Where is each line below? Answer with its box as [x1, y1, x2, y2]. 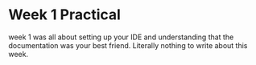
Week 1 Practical [8, 6, 121, 24]
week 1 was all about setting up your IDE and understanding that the [8, 32, 234, 42]
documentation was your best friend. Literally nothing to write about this [8, 40, 248, 50]
